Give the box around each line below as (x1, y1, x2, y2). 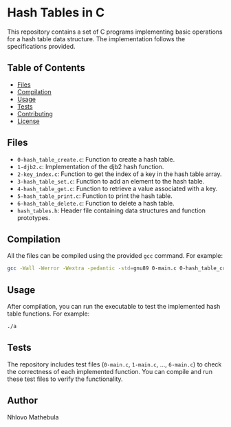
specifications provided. (7, 42, 76, 50)
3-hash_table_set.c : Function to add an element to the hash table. (16, 177, 205, 185)
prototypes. (16, 213, 50, 221)
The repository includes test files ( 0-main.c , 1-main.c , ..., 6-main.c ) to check (7, 360, 222, 369)
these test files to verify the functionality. (7, 375, 123, 383)
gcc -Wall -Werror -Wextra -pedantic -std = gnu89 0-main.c (7, 265, 177, 272)
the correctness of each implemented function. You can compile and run (7, 367, 213, 375)
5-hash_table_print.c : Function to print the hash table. (16, 191, 173, 200)
